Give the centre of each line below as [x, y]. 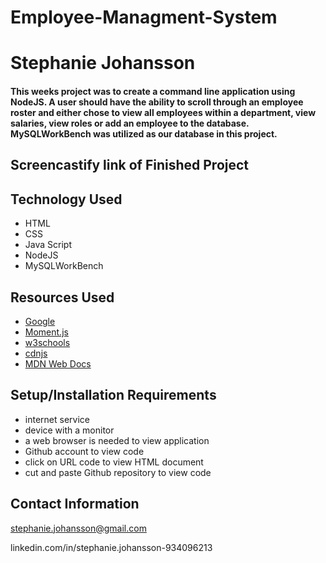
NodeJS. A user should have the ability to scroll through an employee [157, 102]
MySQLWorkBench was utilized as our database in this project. [144, 133]
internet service [57, 419]
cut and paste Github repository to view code [118, 472]
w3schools [47, 342]
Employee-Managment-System [144, 17]
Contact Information [75, 504]
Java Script [48, 245]
